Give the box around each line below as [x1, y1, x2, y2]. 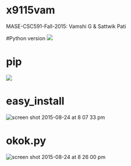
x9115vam [6, 3, 55, 17]
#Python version [6, 34, 45, 41]
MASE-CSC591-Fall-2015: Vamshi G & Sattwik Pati [6, 23, 126, 30]
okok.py [6, 135, 47, 147]
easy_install [6, 94, 65, 108]
